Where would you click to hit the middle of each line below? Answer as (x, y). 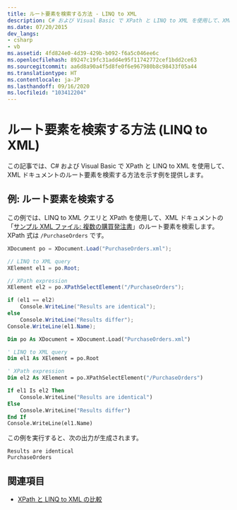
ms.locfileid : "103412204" (47, 93)
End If (17, 417)
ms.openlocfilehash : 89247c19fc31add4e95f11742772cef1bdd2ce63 (102, 60)
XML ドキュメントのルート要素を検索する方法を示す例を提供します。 (107, 175)
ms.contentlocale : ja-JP (44, 80)
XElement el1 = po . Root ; (44, 268)
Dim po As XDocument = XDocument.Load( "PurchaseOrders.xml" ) (99, 339)
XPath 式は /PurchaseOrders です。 (57, 235)
